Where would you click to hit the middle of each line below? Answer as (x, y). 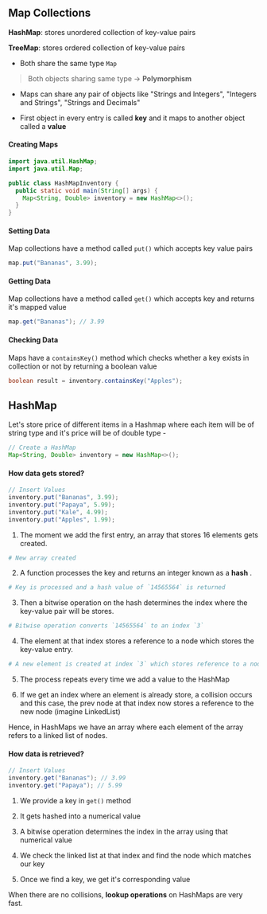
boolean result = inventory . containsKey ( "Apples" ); (95, 381)
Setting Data (29, 231)
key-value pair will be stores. (67, 611)
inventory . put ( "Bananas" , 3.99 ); (64, 498)
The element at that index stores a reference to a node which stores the (137, 641)
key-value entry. (46, 650)
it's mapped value (37, 307)
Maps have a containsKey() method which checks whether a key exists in (129, 357)
